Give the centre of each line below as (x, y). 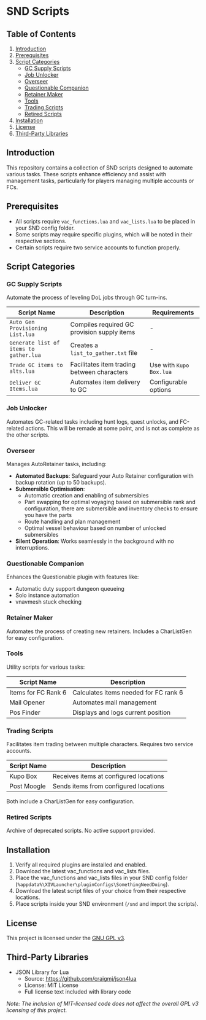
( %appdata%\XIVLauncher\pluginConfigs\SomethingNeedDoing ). (92, 884)
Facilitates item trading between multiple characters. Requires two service (100, 744)
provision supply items (103, 332)
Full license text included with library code (78, 991)
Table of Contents (41, 34)
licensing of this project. (37, 1010)
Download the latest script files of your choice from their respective (101, 891)
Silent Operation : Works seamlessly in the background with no (95, 541)
